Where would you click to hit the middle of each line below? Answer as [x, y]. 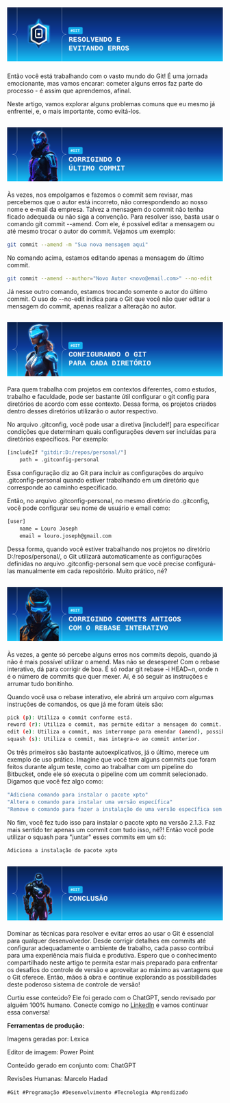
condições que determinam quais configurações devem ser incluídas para [112, 432]
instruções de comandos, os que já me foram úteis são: [85, 704]
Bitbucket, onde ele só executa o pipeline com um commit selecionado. [107, 774]
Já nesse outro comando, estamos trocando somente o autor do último [107, 291]
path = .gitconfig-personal [59, 460]
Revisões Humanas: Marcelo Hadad [57, 1079]
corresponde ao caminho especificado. [63, 487]
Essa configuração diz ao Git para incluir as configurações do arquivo [105, 473]
